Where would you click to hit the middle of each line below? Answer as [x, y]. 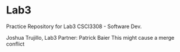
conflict [15, 44]
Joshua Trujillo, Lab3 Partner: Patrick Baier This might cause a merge [90, 37]
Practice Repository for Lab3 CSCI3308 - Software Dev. [74, 26]
